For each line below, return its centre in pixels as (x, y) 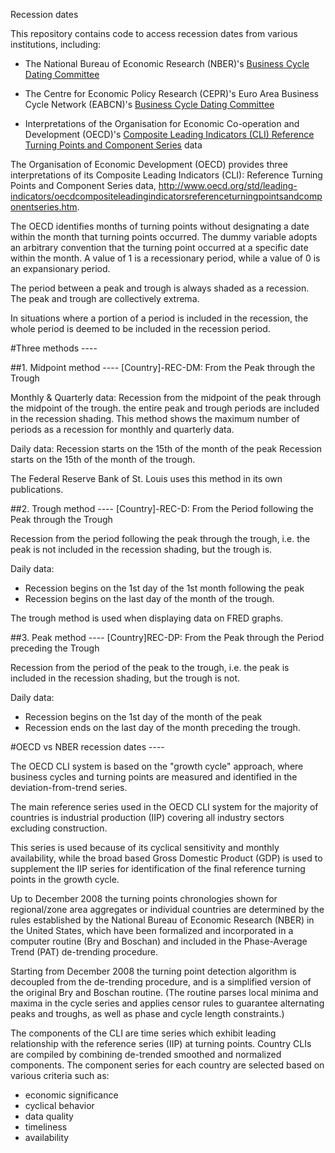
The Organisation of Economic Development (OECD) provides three (149, 164)
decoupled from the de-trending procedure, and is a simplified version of (161, 982)
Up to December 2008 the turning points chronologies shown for (144, 898)
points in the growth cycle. (65, 879)
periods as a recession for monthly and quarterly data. (122, 429)
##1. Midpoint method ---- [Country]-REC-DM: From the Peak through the (163, 367)
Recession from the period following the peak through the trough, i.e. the (160, 538)
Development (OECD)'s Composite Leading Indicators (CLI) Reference (169, 134)
